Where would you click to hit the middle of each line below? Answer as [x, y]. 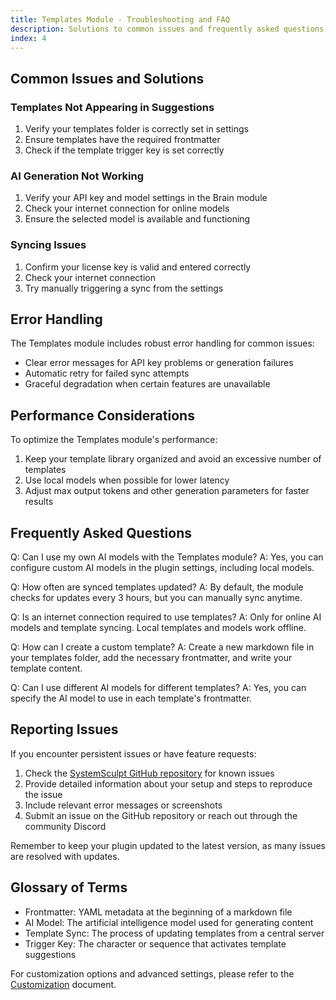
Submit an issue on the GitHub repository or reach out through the [161, 815]
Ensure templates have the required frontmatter [122, 140]
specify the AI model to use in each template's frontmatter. [131, 698]
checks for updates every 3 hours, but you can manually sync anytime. [156, 598]
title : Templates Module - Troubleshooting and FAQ [120, 19]
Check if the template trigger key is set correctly [124, 150]
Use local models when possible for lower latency [127, 480]
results [39, 502]
